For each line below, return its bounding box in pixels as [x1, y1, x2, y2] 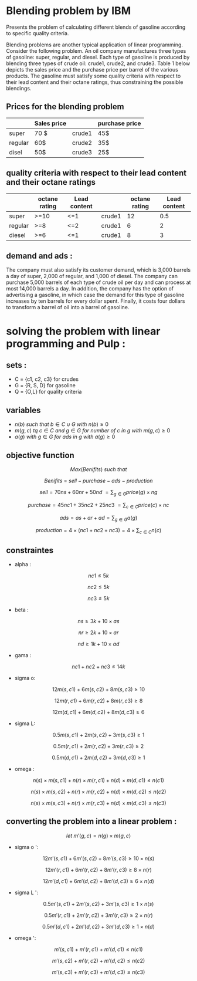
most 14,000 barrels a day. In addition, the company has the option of [6, 285, 174, 292]
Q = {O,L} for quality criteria [14, 388, 82, 395]
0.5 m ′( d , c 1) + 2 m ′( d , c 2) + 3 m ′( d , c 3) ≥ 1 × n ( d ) [42, 923, 155, 930]
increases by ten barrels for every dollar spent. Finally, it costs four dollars [6, 297, 185, 305]
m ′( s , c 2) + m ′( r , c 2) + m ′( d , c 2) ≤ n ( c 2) [52, 957, 145, 964]
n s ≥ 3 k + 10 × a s [77, 618, 120, 624]
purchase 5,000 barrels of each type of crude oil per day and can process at [6, 279, 191, 286]
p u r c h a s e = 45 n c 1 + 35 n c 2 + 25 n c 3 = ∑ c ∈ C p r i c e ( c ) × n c [28, 501, 169, 510]
